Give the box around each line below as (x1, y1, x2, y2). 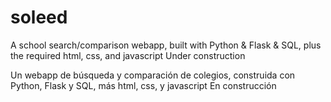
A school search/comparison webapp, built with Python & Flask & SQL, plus (10, 39, 322, 51)
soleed (10, 6, 68, 29)
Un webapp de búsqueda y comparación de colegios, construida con (10, 69, 296, 81)
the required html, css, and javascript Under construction (10, 49, 246, 61)
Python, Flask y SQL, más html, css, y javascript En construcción (10, 79, 277, 91)
